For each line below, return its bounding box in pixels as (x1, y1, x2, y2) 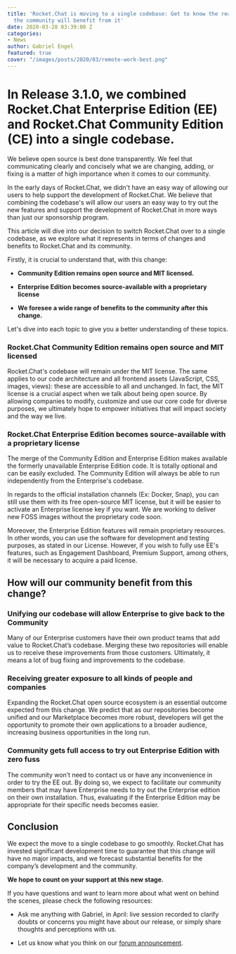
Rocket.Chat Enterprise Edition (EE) (7, 101, 218, 117)
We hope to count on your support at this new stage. (7, 875, 164, 884)
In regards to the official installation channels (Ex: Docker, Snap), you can (7, 490, 219, 499)
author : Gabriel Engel (7, 43, 74, 50)
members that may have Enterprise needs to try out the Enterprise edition (7, 785, 220, 794)
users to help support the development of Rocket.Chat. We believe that (7, 191, 213, 199)
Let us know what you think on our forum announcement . (17, 939, 184, 947)
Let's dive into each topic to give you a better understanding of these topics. (7, 324, 228, 333)
